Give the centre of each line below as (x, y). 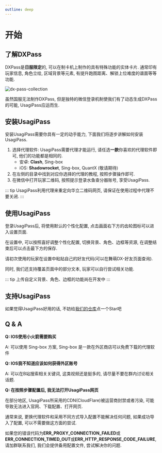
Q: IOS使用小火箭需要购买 (31, 336)
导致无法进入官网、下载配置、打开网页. (44, 406)
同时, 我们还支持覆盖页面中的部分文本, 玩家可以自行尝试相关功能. (70, 269)
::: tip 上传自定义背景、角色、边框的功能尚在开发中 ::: (58, 279)
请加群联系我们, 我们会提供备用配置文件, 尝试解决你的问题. (63, 445)
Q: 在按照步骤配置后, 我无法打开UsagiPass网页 (52, 390)
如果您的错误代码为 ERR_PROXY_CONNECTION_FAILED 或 (63, 433)
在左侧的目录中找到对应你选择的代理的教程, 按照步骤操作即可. (73, 174)
